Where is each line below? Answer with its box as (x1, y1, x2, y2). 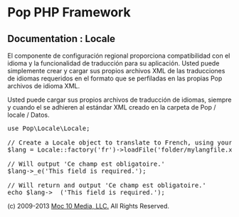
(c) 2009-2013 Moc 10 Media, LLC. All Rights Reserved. (7, 202, 169, 210)
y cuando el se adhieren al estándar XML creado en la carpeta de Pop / (7, 103, 216, 111)
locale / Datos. (7, 111, 50, 119)
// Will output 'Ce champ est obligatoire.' (7, 160, 166, 168)
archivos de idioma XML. (7, 82, 80, 90)
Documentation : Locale (7, 33, 116, 45)
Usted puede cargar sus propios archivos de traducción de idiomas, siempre (7, 95, 232, 104)
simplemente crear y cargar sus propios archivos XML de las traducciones (7, 67, 225, 75)
